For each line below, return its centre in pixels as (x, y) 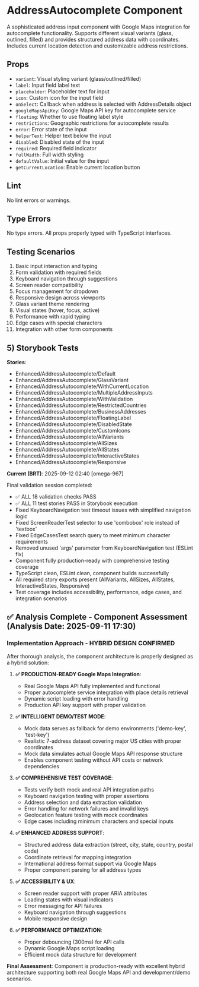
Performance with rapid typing (53, 317)
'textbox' (26, 529)
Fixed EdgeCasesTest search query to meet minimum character (93, 535)
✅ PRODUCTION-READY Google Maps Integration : (78, 674)
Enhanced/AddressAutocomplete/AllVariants (69, 437)
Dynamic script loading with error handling (76, 698)
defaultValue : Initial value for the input (62, 160)
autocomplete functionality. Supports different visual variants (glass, (90, 33)
